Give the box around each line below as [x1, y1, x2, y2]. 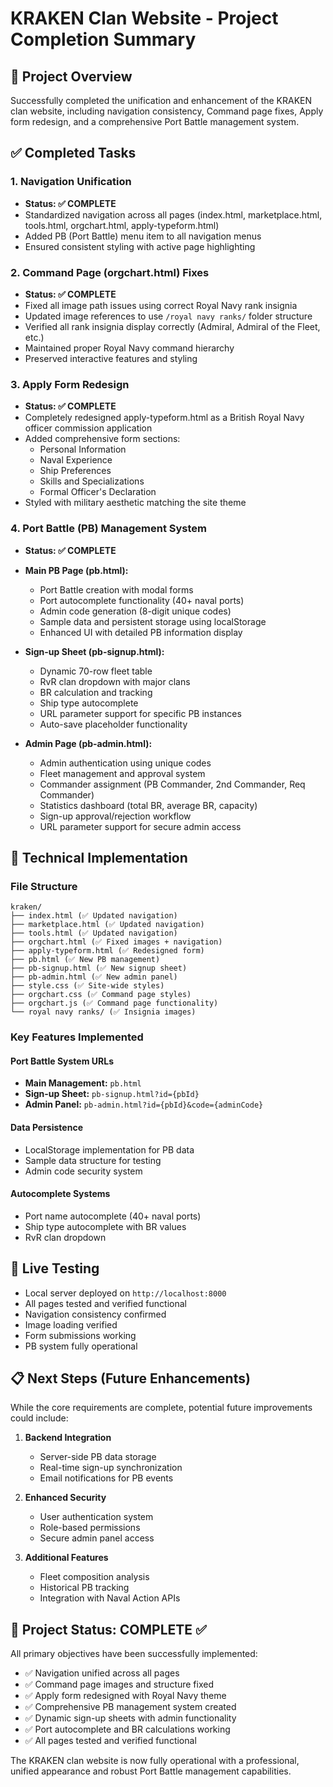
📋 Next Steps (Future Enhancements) [10, 1370, 251, 1387]
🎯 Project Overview [10, 68, 133, 85]
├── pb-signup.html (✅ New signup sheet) [10, 963, 188, 974]
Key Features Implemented [10, 1030, 144, 1044]
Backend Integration [24, 1432, 112, 1444]
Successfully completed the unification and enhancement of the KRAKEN [10, 95, 313, 106]
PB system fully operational [24, 1340, 138, 1352]
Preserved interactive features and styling [24, 352, 198, 364]
